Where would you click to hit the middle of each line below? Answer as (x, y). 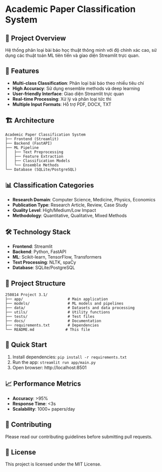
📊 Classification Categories (50, 185)
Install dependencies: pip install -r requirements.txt (70, 357)
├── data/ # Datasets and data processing (70, 308)
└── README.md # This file (48, 330)
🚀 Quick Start (26, 345)
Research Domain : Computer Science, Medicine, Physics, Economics (84, 200)
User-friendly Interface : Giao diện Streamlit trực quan (68, 94)
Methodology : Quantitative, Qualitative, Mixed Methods (70, 216)
